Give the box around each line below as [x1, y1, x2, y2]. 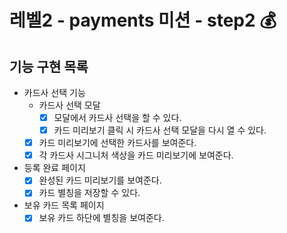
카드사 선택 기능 [23, 87, 86, 98]
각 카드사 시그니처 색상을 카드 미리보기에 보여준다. [38, 149, 234, 161]
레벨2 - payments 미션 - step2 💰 [9, 9, 277, 32]
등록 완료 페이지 [23, 162, 86, 174]
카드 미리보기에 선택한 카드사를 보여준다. [38, 137, 197, 149]
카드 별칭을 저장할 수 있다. [38, 187, 141, 199]
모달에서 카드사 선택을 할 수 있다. [53, 112, 182, 123]
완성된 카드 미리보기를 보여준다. [38, 174, 162, 186]
